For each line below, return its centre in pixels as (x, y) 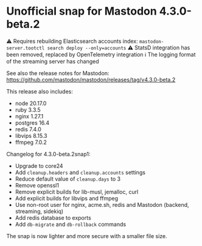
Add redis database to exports (53, 217)
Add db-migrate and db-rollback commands (71, 224)
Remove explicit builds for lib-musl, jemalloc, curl (77, 192)
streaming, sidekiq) (39, 211)
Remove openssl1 (37, 185)
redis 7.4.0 (28, 129)
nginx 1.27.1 (29, 116)
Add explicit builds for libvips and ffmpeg (67, 198)
